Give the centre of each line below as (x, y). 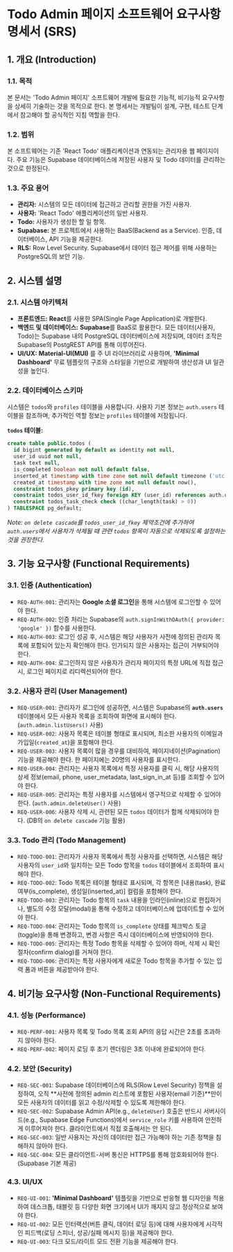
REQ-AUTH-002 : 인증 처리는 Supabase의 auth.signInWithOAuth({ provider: (121, 619)
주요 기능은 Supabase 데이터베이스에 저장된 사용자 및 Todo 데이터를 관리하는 (121, 160)
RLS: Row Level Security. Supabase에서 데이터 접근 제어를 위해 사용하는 (117, 248)
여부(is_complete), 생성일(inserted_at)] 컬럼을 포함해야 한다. (100, 891)
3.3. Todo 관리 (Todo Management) (67, 840)
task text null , (37, 463)
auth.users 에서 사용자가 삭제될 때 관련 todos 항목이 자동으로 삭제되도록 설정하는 (116, 531)
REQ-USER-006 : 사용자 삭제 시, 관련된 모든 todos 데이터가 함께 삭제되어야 (115, 812)
